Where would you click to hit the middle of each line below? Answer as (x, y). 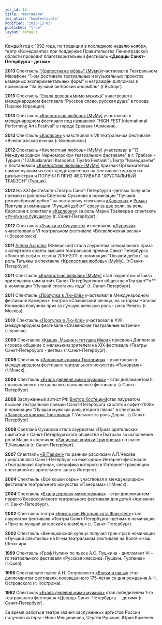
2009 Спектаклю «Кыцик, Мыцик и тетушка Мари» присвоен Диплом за (80, 340)
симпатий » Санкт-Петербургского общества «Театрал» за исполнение (79, 434)
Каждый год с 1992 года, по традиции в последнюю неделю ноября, (76, 46)
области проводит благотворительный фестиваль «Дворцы (67, 56)
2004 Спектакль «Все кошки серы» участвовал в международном (74, 479)
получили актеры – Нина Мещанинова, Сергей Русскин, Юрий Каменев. (80, 617)
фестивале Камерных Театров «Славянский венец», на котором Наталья (81, 300)
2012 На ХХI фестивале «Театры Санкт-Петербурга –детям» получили (78, 190)
